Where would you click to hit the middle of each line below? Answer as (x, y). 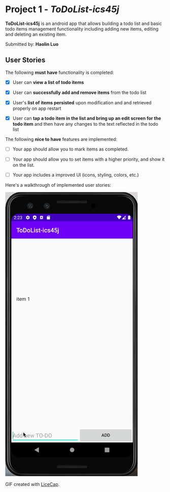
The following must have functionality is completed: (60, 72)
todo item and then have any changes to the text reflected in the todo (85, 124)
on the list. (24, 165)
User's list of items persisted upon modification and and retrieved (82, 102)
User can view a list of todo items (48, 82)
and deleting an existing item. (36, 34)
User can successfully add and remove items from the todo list (79, 92)
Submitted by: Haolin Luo (32, 44)
